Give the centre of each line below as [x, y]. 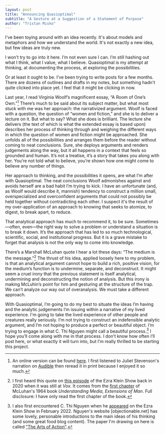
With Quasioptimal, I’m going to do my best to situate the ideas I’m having [79, 304]
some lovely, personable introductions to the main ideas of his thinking [84, 416]
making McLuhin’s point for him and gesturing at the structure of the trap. [79, 284]
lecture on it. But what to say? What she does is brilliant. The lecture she [78, 119]
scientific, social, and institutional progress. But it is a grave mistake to [76, 237]
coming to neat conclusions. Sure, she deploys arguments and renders [77, 145]
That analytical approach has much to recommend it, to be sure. [70, 221]
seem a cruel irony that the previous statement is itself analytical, [71, 274]
